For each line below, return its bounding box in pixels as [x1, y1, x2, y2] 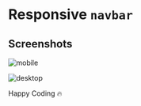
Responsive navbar [8, 6, 133, 24]
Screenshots [8, 37, 73, 51]
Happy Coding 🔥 [8, 89, 63, 98]
